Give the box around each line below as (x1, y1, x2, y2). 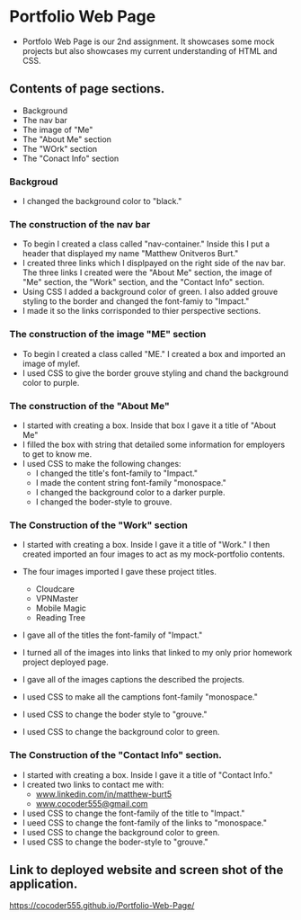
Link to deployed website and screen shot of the (9, 862, 284, 878)
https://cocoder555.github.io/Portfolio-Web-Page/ (9, 900, 195, 911)
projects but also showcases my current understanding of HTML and (22, 45, 278, 56)
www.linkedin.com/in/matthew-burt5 (35, 789, 173, 799)
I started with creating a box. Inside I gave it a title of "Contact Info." (22, 769, 274, 780)
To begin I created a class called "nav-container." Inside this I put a (22, 238, 270, 249)
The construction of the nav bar (9, 218, 151, 230)
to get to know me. (22, 448, 93, 460)
